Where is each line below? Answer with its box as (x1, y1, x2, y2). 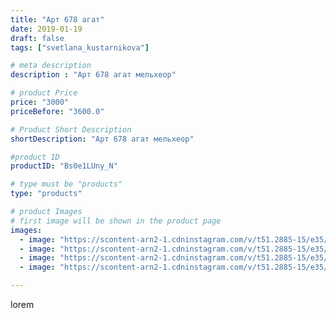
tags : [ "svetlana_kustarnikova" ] (10, 42, 150, 53)
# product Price (10, 88, 78, 98)
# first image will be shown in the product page (10, 216, 222, 226)
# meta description (10, 61, 92, 71)
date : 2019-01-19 (10, 24, 83, 34)
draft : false (10, 33, 65, 43)
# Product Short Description (10, 124, 132, 135)
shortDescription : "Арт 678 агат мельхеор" (10, 134, 195, 144)
